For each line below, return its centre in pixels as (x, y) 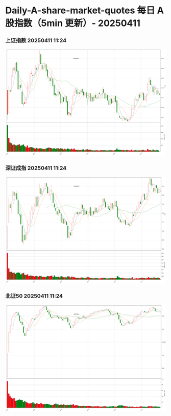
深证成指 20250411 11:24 (36, 168)
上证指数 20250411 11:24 (36, 40)
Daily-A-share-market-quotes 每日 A (85, 10)
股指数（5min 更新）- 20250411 (73, 23)
